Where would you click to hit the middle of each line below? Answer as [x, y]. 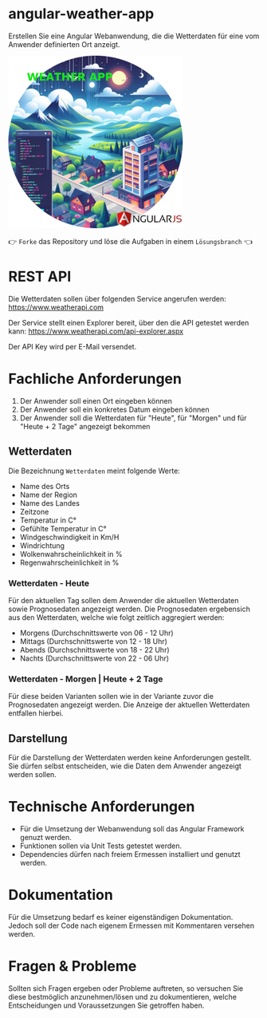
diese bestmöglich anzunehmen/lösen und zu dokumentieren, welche [123, 996]
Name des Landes [49, 503]
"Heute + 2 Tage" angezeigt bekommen [85, 426]
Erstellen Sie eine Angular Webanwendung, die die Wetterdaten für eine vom [134, 36]
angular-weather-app [81, 14]
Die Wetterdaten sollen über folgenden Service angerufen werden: [117, 298]
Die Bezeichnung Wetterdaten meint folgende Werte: [94, 471]
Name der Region [49, 495]
